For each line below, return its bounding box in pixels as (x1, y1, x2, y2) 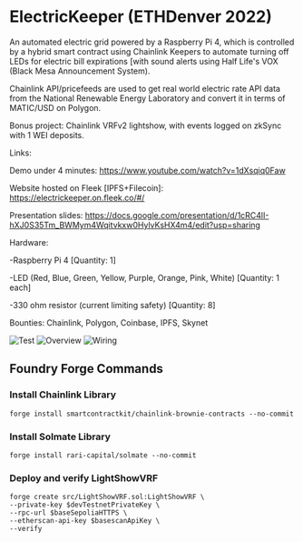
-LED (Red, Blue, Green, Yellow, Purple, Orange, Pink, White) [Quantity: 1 (9, 272, 279, 283)
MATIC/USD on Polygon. (9, 102, 102, 113)
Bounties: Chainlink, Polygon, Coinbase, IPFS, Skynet (9, 316, 209, 328)
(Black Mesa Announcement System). (9, 65, 151, 76)
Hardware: (9, 236, 49, 247)
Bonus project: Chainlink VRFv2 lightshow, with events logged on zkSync (9, 120, 282, 131)
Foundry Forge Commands (9, 361, 163, 376)
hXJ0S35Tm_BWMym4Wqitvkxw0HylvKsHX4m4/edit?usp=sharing (9, 219, 261, 230)
